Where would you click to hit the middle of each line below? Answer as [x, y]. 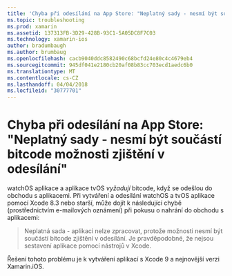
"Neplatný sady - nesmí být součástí [115, 140]
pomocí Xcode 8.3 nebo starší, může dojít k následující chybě [94, 203]
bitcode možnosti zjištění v [86, 155]
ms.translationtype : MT [41, 71]
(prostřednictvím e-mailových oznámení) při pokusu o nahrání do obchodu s [116, 210]
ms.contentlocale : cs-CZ [43, 78]
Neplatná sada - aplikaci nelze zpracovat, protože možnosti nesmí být [123, 231]
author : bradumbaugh [37, 46]
